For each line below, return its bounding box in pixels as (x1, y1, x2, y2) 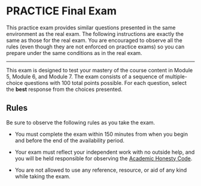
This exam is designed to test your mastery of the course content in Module (6, 66, 193, 74)
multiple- (165, 73, 187, 80)
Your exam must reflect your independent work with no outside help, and (14, 148, 195, 155)
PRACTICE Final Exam (6, 4, 117, 18)
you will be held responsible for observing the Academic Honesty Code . (14, 154, 193, 162)
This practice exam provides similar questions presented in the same (6, 24, 176, 31)
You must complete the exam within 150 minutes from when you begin (14, 130, 188, 138)
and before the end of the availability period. (14, 136, 124, 144)
